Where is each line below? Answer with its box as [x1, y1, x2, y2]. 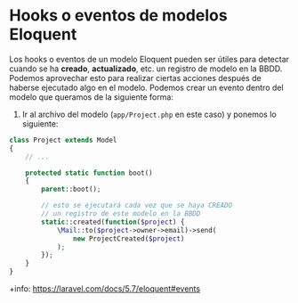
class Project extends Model [9, 135, 117, 144]
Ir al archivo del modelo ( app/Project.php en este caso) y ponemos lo [21, 109, 278, 119]
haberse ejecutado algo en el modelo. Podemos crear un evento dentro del [9, 82, 284, 93]
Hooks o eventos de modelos [9, 5, 229, 26]
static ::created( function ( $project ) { [41, 217, 185, 226]
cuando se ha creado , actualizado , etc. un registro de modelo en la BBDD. [9, 63, 283, 74]
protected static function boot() [25, 168, 153, 177]
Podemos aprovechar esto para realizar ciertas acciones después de [9, 72, 262, 83]
